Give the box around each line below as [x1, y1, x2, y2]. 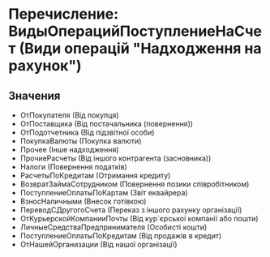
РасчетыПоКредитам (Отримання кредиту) [19, 171, 171, 180]
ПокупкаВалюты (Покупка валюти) [19, 136, 142, 146]
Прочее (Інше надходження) [19, 145, 119, 154]
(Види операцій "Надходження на [19, 40, 262, 58]
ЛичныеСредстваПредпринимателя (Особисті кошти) [19, 222, 208, 232]
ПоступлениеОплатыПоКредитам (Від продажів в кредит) [19, 231, 222, 240]
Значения [8, 88, 61, 102]
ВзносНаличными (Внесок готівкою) [19, 196, 147, 206]
